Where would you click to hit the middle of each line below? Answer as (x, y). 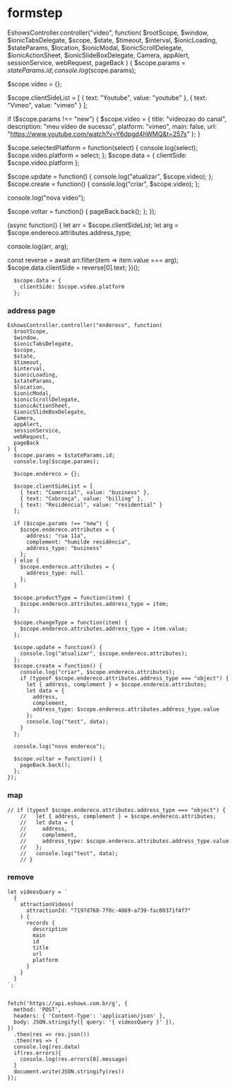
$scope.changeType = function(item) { (71, 623)
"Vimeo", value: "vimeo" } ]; (48, 105)
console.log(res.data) (47, 1047)
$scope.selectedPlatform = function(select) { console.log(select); (102, 147)
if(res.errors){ (37, 1053)
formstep (35, 13)
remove (20, 877)
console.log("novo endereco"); (60, 747)
